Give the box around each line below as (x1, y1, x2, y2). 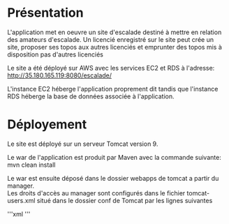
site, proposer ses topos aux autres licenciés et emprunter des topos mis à (7, 43, 222, 51)
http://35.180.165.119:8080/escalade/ (7, 71, 112, 80)
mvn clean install (7, 160, 56, 169)
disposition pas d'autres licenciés (7, 50, 103, 59)
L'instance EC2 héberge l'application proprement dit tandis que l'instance (7, 84, 219, 93)
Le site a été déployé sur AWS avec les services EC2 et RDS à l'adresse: (7, 64, 215, 72)
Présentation (7, 5, 84, 21)
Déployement (7, 117, 87, 133)
